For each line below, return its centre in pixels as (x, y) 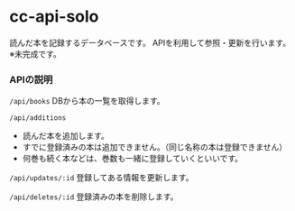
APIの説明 (31, 79)
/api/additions (38, 118)
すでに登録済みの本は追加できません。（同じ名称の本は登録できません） (155, 147)
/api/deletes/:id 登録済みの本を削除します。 (94, 197)
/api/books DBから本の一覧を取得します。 (87, 101)
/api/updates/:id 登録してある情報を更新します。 (101, 178)
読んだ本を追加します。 (66, 136)
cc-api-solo (54, 17)
